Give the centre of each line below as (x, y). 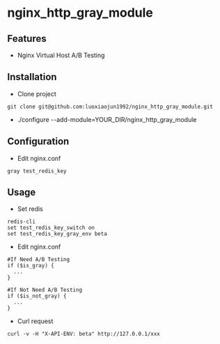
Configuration (38, 142)
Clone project (37, 94)
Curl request (35, 321)
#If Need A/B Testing (39, 260)
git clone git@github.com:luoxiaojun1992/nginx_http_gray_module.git (110, 107)
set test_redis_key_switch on (51, 228)
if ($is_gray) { (31, 266)
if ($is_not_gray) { (37, 296)
